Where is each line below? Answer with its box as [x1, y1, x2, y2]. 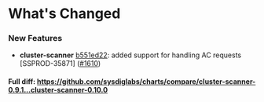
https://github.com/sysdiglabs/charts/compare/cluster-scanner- [36, 77, 256, 86]
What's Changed [8, 5, 121, 23]
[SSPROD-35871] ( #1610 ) [19, 59, 101, 68]
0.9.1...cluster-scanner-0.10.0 [8, 86, 108, 95]
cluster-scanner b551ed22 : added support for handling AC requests [19, 50, 242, 60]
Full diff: [8, 77, 36, 86]
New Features [8, 33, 63, 44]
